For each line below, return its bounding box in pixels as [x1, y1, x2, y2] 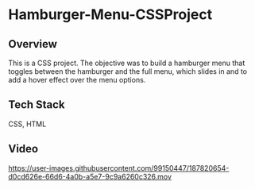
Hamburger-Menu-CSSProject [8, 6, 213, 24]
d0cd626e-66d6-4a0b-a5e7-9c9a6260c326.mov [8, 172, 172, 181]
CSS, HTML [8, 119, 47, 129]
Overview [8, 37, 58, 51]
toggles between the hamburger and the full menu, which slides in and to [8, 67, 248, 76]
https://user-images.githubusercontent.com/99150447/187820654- [8, 163, 230, 172]
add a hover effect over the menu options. [8, 75, 146, 84]
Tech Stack [8, 98, 65, 112]
